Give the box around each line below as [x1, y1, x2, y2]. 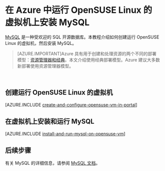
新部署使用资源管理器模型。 [17, 63, 74, 69]
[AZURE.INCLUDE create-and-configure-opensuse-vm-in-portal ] [5, 102, 138, 107]
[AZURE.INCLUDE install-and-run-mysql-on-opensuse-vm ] [5, 131, 126, 137]
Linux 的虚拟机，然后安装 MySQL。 [5, 40, 77, 46]
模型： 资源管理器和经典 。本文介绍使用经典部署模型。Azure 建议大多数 [17, 57, 160, 63]
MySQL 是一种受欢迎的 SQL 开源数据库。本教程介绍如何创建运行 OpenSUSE [5, 34, 160, 40]
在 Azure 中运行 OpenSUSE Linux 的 [5, 4, 152, 16]
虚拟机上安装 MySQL [5, 17, 90, 28]
